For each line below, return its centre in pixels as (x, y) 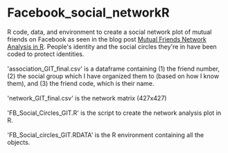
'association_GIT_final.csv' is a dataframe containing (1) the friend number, (114, 69)
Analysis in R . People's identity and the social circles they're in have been (112, 46)
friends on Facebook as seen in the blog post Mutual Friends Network (107, 39)
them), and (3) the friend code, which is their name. (81, 83)
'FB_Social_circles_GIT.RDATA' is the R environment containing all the (106, 135)
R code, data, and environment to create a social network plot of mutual (109, 32)
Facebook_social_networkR (88, 13)
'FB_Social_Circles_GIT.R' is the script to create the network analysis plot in (114, 113)
